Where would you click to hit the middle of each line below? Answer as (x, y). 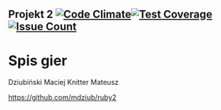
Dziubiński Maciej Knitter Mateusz (64, 82)
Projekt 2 (31, 15)
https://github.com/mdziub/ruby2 (62, 97)
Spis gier (38, 60)
